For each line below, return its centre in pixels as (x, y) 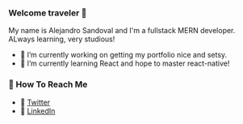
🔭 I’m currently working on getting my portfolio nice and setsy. (124, 55)
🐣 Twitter (35, 102)
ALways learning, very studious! (62, 39)
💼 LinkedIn (38, 111)
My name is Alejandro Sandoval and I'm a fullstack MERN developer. (122, 31)
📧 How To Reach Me (48, 84)
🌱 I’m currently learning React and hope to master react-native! (125, 63)
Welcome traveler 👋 (48, 13)
